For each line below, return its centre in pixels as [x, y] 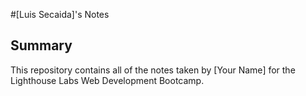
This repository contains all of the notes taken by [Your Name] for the [153, 70]
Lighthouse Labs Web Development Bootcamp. [107, 80]
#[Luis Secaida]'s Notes [60, 14]
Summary [41, 45]
